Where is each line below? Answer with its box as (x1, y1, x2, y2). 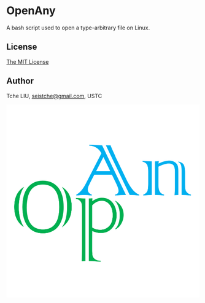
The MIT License (6, 58, 49, 65)
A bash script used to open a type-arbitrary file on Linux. (6, 24, 150, 31)
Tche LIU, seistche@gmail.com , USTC (6, 92, 102, 99)
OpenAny (6, 4, 56, 18)
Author (6, 76, 34, 86)
